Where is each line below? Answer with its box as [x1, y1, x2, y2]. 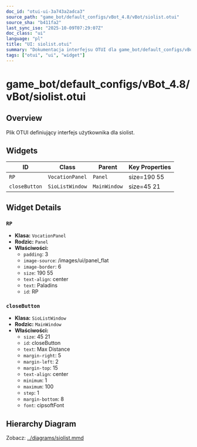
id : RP [23, 288, 39, 295]
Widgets [6, 146, 38, 156]
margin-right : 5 [23, 352, 62, 359]
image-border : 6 [23, 263, 62, 270]
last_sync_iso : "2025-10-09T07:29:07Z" [6, 25, 104, 31]
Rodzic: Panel [14, 238, 49, 245]
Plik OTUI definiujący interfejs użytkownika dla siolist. [6, 128, 135, 136]
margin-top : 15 [23, 364, 59, 371]
